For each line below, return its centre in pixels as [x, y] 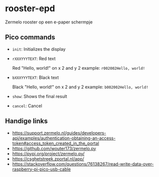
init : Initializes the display [39, 49]
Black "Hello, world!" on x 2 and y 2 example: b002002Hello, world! [80, 87]
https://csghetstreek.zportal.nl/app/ [48, 158]
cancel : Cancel [27, 106]
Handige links [26, 121]
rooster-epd [30, 9]
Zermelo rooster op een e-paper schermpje [49, 22]
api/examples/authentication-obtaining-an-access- [64, 138]
